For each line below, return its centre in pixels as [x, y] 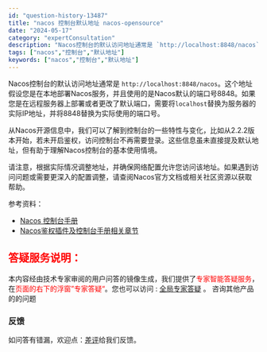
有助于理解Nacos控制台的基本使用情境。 [95, 150]
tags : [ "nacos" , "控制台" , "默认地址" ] [66, 52]
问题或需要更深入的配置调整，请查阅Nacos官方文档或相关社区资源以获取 [133, 176]
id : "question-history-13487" [58, 15]
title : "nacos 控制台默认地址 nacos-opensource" [86, 23]
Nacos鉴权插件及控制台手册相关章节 [79, 230]
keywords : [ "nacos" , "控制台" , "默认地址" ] [74, 60]
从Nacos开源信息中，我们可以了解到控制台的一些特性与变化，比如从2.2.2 [128, 130]
